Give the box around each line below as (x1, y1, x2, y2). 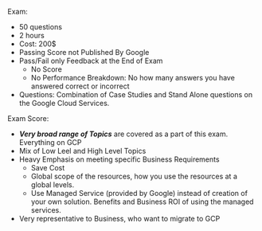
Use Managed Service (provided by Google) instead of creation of (30, 189, 248, 198)
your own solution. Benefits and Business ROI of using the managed (30, 197, 254, 206)
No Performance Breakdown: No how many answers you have (30, 73, 236, 82)
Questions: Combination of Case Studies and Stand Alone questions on (18, 90, 253, 99)
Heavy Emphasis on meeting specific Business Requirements (18, 155, 220, 164)
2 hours (18, 31, 45, 40)
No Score (30, 65, 63, 74)
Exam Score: (7, 114, 49, 123)
